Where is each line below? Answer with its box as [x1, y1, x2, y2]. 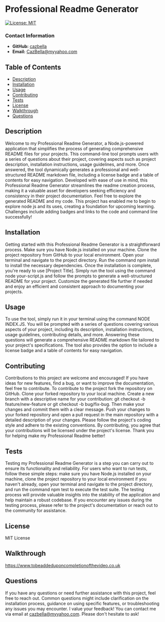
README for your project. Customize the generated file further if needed [5, 278, 153, 284]
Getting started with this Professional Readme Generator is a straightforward [5, 241, 160, 247]
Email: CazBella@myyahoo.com [12, 48, 78, 55]
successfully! [5, 214, 32, 220]
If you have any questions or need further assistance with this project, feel [5, 590, 156, 596]
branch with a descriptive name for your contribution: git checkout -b [5, 396, 146, 402]
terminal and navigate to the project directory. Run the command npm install [5, 257, 159, 263]
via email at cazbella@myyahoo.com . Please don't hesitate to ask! [5, 611, 139, 617]
